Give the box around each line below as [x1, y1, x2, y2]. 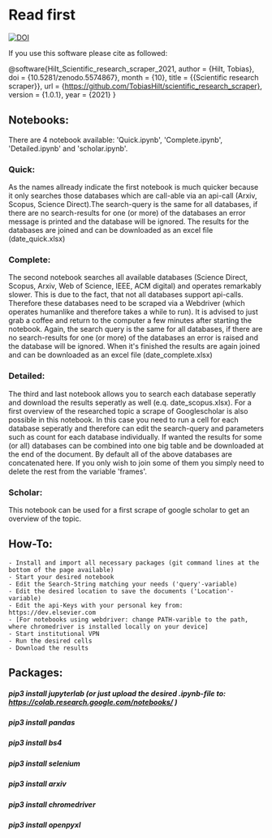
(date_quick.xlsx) [8, 234, 66, 244]
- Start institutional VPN [8, 630, 100, 638]
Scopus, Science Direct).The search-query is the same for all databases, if [8, 200, 258, 209]
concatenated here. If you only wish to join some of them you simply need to [8, 458, 265, 467]
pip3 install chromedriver [8, 799, 96, 809]
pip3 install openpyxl [8, 819, 81, 829]
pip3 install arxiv [8, 779, 67, 789]
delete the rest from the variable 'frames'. [8, 466, 148, 476]
